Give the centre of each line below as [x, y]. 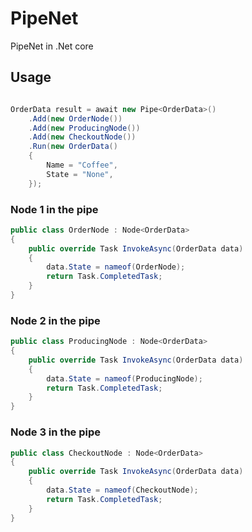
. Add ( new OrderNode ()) [75, 118]
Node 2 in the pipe [55, 320]
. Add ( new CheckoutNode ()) [82, 137]
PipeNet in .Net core [52, 46]
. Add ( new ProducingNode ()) [84, 128]
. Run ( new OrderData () [73, 147]
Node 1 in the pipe [54, 209]
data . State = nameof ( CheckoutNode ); [122, 490]
